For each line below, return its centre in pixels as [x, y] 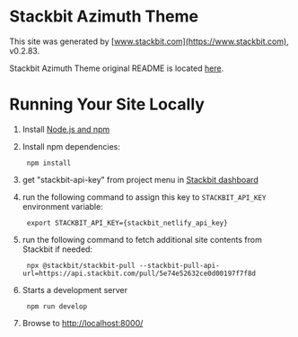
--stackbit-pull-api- [179, 265]
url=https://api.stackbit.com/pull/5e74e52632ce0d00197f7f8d [139, 273]
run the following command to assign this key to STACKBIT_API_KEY [144, 197]
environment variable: [62, 206]
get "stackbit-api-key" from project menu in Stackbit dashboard [140, 179]
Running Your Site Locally [107, 104]
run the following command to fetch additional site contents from [142, 239]
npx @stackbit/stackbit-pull [81, 265]
